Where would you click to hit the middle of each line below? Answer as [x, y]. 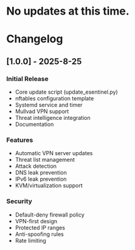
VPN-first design [36, 221]
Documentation [34, 124]
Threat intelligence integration [53, 118]
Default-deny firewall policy [50, 215]
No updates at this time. [68, 11]
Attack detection [36, 166]
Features [20, 140]
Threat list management [45, 160]
